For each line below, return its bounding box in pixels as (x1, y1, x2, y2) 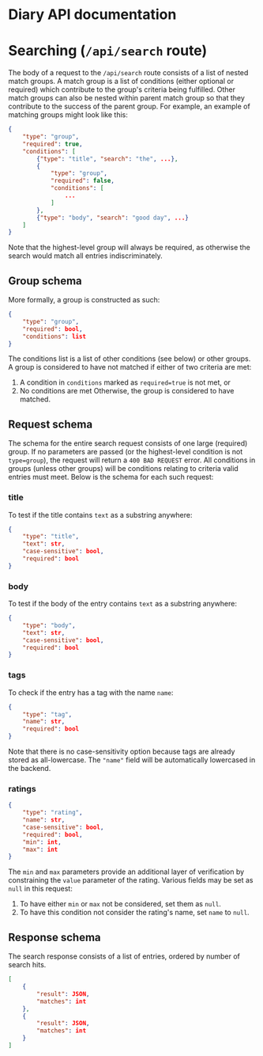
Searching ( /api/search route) (8, 42, 208, 60)
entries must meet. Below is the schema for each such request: (8, 473, 214, 482)
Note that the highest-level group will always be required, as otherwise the (8, 243, 251, 253)
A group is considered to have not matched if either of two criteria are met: (8, 363, 252, 372)
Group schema (8, 274, 83, 287)
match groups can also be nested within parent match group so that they (8, 93, 245, 103)
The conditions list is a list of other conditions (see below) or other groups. (8, 354, 251, 363)
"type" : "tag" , (22, 710, 73, 718)
